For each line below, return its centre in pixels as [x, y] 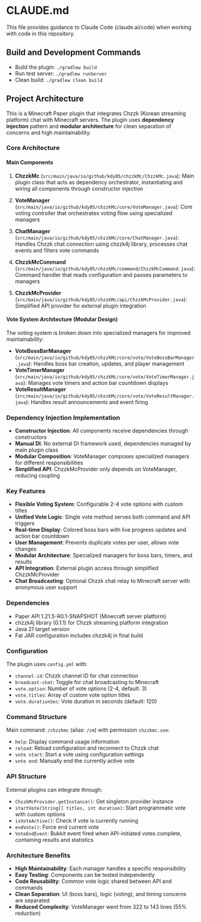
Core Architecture [33, 148]
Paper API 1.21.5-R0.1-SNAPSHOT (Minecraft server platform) [91, 616]
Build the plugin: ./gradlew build [56, 67]
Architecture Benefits [38, 855]
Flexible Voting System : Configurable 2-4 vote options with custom [99, 504]
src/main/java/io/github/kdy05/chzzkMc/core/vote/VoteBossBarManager [106, 358]
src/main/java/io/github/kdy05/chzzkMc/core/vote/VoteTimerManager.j [106, 377]
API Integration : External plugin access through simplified [87, 568]
